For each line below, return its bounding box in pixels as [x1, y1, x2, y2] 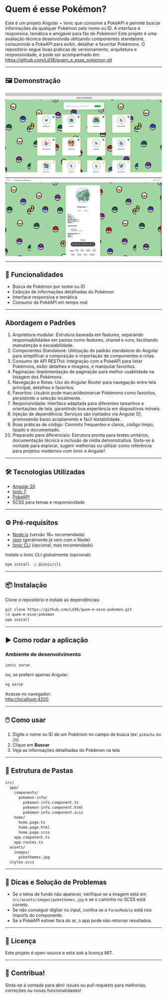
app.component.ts [14, 835, 50, 840]
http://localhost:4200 [5, 696, 49, 702]
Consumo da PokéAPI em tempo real [12, 299, 88, 305]
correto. [12, 902, 29, 908]
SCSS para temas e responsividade [12, 499, 85, 505]
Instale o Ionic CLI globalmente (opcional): [5, 551, 92, 557]
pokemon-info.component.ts [23, 800, 79, 805]
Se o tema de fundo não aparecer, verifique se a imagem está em [12, 891, 147, 897]
